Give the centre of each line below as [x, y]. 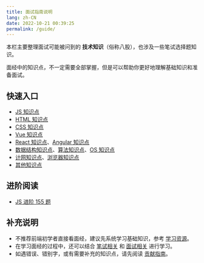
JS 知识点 [27, 112]
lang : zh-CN [21, 18]
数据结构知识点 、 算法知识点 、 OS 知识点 [65, 150]
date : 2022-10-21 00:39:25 [40, 23]
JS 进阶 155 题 [33, 202]
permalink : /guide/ [31, 29]
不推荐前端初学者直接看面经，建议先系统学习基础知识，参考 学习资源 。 [104, 238]
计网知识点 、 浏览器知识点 [47, 157]
